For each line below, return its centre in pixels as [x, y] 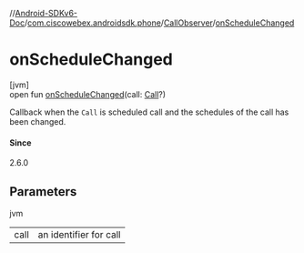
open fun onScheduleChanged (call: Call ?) [88, 94]
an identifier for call [79, 234]
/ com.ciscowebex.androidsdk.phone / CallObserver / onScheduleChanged [159, 23]
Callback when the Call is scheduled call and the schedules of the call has [149, 112]
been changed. [38, 121]
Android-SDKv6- [46, 13]
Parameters [43, 192]
